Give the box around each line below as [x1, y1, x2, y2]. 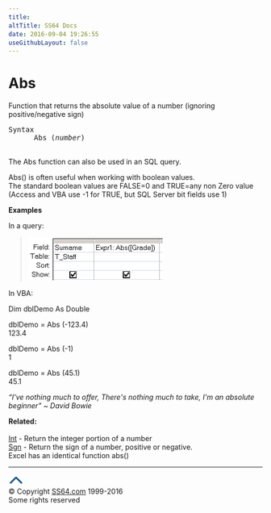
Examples [8, 206, 43, 215]
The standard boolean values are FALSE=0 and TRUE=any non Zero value [8, 181, 254, 191]
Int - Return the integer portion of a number [8, 434, 152, 444]
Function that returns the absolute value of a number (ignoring [8, 101, 215, 111]
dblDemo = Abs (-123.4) [8, 319, 89, 330]
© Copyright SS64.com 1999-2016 [8, 486, 123, 496]
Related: [8, 416, 38, 427]
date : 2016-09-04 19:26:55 [8, 30, 99, 38]
